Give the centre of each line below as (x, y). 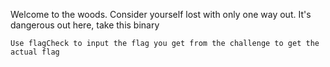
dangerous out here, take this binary (85, 25)
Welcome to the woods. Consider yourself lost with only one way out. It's (161, 14)
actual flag (35, 52)
